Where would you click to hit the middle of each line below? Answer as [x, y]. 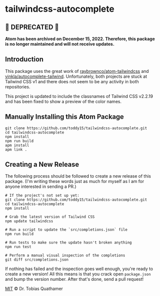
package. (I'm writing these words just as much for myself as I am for [75, 182]
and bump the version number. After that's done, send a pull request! [74, 279]
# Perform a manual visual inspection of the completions [65, 255]
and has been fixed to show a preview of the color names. [63, 101]
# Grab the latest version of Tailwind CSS [50, 217]
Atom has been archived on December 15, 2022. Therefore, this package [80, 39]
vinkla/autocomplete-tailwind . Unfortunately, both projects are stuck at [76, 76]
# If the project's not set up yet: [42, 196]
